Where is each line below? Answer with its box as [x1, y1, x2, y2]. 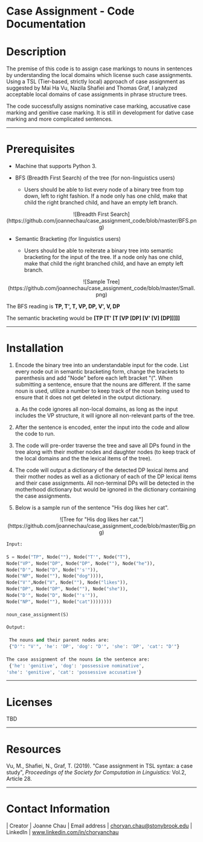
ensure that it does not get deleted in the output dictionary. [14, 394, 162, 401]
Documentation [6, 17, 86, 31]
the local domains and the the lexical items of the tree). [14, 455, 152, 462]
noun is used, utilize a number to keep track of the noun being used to [14, 387, 190, 394]
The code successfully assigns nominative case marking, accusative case [6, 103, 191, 110]
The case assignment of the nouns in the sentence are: [6, 656, 150, 662]
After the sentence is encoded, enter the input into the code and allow [14, 423, 190, 431]
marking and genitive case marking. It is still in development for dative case [6, 109, 194, 116]
